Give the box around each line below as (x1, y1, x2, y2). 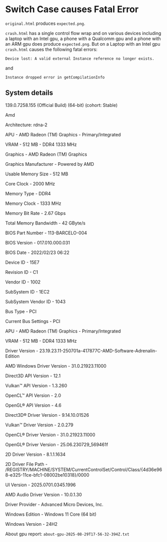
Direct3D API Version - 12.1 (5, 373, 61, 379)
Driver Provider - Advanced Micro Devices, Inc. (5, 501, 103, 508)
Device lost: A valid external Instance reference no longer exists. (5, 56, 155, 61)
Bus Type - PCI (5, 308, 37, 314)
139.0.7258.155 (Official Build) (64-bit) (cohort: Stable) (5, 102, 118, 108)
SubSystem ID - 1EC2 (5, 288, 49, 295)
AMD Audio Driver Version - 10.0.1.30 (5, 491, 82, 497)
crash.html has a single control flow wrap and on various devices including (5, 30, 161, 36)
